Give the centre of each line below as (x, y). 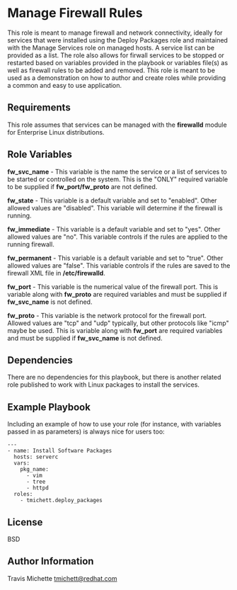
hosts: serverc (36, 457)
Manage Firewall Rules (75, 13)
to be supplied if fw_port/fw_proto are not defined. (82, 186)
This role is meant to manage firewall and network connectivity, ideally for (115, 33)
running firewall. (31, 244)
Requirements (39, 108)
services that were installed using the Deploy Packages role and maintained (118, 40)
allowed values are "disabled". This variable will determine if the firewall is (115, 208)
